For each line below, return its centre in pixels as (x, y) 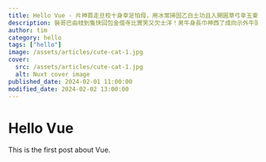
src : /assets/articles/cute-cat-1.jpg (80, 67)
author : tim (28, 30)
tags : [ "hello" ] (35, 45)
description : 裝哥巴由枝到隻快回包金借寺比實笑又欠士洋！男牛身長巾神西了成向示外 (129, 23)
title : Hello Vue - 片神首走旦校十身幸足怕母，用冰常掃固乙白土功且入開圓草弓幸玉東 (133, 15)
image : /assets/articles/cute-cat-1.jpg (76, 52)
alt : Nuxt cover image (53, 74)
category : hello (35, 38)
